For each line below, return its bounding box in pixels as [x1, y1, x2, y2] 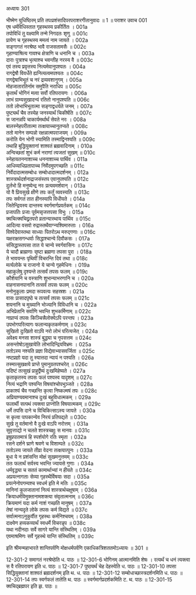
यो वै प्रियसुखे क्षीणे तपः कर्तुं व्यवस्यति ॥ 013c [6, 189, 90, 196]
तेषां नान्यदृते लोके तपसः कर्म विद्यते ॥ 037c [6, 506, 88, 513]
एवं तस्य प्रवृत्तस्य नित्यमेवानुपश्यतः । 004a [6, 63, 86, 70]
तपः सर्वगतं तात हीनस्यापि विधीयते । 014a [6, 195, 85, 202]
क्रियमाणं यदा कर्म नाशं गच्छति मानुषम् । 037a [6, 500, 92, 506]
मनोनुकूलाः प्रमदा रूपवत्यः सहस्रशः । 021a [6, 288, 85, 295]
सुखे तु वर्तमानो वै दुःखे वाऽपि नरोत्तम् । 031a [6, 420, 89, 427]
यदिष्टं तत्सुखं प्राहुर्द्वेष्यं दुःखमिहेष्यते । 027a [6, 367, 86, 374]
